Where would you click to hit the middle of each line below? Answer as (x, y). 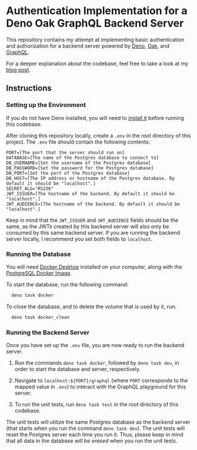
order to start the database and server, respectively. (78, 369)
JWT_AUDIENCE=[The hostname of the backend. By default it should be (93, 204)
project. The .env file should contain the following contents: (78, 142)
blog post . (18, 69)
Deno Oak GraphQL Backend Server (95, 23)
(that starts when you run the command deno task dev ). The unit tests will (96, 428)
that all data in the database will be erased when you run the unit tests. (92, 441)
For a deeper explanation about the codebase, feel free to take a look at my (97, 64)
